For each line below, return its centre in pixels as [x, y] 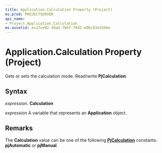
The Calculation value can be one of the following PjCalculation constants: [81, 140]
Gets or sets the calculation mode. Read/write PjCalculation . [66, 76]
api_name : [15, 19]
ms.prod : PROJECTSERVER [29, 14]
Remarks [19, 128]
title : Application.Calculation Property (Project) [59, 10]
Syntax [16, 91]
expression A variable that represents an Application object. [66, 113]
